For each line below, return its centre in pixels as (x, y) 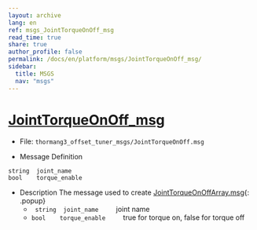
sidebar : (22, 67)
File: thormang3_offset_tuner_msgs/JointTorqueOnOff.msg (112, 141)
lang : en (22, 23)
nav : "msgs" (35, 81)
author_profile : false (45, 52)
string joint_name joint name (93, 210)
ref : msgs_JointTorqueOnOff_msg (61, 30)
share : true (28, 45)
